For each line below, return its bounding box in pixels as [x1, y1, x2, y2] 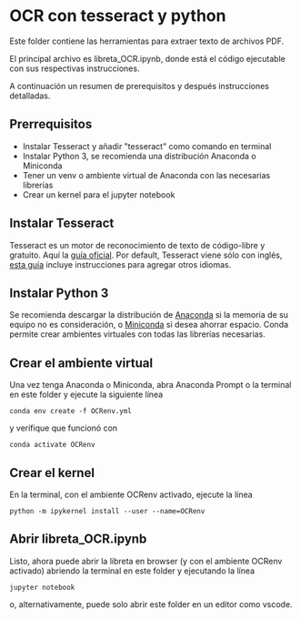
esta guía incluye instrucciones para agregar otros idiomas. [9, 259, 232, 269]
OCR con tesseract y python [9, 5, 226, 26]
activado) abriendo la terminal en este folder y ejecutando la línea [9, 565, 256, 576]
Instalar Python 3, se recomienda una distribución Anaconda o [22, 150, 256, 161]
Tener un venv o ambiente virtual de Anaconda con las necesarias [22, 169, 271, 180]
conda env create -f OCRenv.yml [9, 407, 132, 416]
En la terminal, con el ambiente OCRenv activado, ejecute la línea [9, 489, 253, 500]
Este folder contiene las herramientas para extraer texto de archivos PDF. [9, 36, 285, 46]
